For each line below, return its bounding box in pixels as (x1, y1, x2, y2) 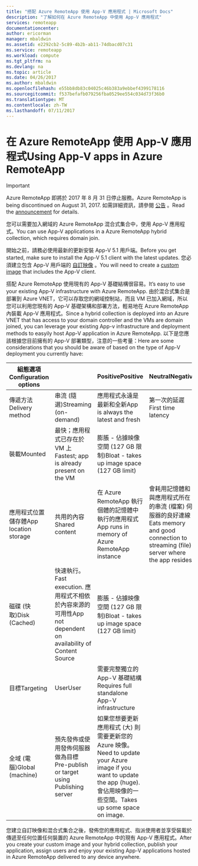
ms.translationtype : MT (6, 96, 65, 102)
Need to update (97, 749, 140, 757)
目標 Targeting (9, 684, 48, 692)
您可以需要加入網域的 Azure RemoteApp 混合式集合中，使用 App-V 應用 (6, 220, 180, 228)
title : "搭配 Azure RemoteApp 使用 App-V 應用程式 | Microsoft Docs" (6, 8, 174, 15)
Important (6, 182, 30, 189)
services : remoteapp (6, 20, 57, 25)
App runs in (97, 523, 130, 531)
